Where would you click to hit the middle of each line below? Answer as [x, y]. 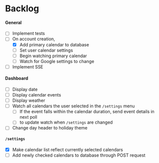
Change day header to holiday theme [50, 128]
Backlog [22, 9]
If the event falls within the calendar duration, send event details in [87, 112]
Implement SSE [28, 66]
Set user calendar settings [46, 50]
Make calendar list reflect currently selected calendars [67, 149]
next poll [28, 117]
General [14, 22]
